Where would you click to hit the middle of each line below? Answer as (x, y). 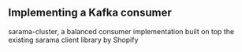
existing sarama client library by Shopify (73, 40)
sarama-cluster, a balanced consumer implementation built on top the (121, 31)
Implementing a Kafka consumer (90, 13)
